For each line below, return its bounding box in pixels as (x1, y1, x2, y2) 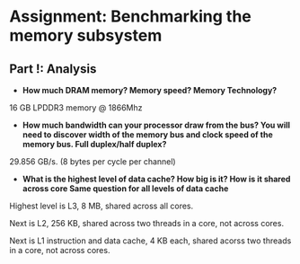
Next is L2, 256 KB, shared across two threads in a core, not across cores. (9, 218, 285, 228)
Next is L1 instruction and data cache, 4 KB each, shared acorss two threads (9, 235, 292, 246)
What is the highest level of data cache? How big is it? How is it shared (22, 173, 291, 184)
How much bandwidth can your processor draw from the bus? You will (22, 119, 290, 130)
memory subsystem (9, 25, 163, 46)
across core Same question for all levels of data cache (22, 183, 229, 194)
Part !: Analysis (9, 61, 97, 76)
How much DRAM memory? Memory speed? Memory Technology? (22, 85, 278, 95)
